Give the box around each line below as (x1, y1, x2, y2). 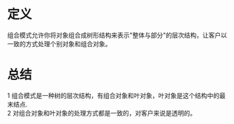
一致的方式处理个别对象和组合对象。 (7, 39, 112, 48)
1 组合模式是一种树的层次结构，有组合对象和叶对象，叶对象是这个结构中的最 (7, 91, 226, 99)
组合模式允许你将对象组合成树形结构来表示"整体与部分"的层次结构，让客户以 (7, 31, 228, 39)
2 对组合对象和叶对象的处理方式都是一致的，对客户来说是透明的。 (7, 109, 197, 117)
